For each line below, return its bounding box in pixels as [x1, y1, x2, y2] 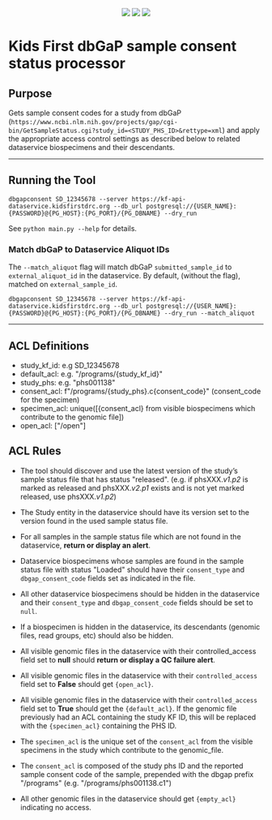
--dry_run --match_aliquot [164, 309, 255, 318]
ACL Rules [8, 444, 62, 458]
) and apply [222, 126, 261, 135]
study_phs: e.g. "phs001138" [19, 377, 116, 387]
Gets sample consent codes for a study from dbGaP [8, 108, 182, 118]
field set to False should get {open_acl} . [19, 679, 154, 689]
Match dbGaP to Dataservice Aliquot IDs [8, 243, 170, 255]
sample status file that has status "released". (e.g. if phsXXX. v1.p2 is [19, 474, 249, 484]
